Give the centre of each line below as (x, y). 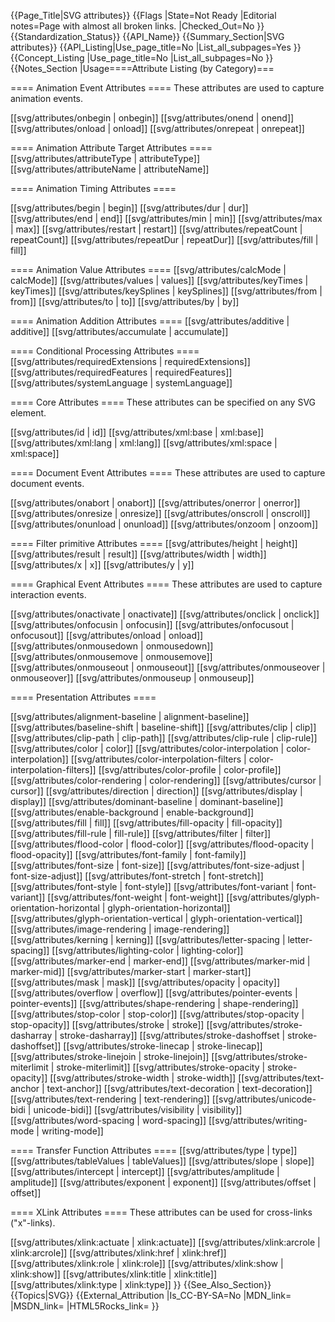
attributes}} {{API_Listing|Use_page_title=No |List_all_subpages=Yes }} (156, 47)
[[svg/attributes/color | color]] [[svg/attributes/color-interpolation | (147, 748)
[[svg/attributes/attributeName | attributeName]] (110, 169)
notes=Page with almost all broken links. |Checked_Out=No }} (137, 26)
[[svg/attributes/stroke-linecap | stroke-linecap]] (163, 1046)
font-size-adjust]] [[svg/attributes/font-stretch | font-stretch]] (137, 876)
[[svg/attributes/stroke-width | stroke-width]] (143, 1078)
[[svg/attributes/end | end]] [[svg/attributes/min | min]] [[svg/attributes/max (166, 218)
